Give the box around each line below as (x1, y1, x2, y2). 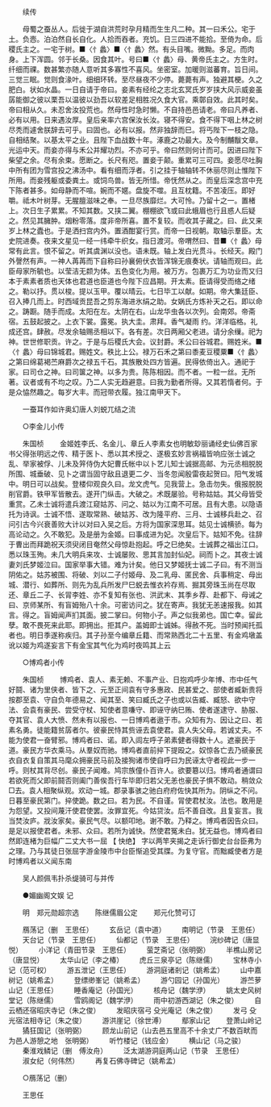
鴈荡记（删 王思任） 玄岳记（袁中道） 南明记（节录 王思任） (22, 925, 260, 934)
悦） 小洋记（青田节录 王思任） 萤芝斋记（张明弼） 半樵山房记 (8, 945, 262, 955)
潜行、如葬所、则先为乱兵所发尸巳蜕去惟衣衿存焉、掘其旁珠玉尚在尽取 (22, 580, 256, 589)
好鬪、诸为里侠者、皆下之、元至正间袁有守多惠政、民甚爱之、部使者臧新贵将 (8, 685, 263, 694)
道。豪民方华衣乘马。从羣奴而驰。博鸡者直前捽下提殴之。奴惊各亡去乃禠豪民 (8, 746, 263, 754)
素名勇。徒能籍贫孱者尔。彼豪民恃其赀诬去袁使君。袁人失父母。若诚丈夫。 (8, 725, 256, 734)
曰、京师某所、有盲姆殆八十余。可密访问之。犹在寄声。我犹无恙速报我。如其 (8, 600, 263, 609)
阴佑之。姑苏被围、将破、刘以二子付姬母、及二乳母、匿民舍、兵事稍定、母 (8, 570, 256, 579)
